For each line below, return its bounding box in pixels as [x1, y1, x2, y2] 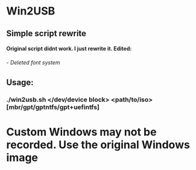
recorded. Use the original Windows [6, 138, 190, 152]
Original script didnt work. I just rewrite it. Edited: [6, 45, 132, 52]
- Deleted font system [6, 58, 60, 66]
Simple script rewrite [6, 28, 86, 39]
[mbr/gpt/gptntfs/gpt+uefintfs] [6, 103, 100, 112]
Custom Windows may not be [6, 125, 157, 139]
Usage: [6, 77, 34, 88]
